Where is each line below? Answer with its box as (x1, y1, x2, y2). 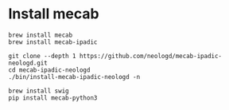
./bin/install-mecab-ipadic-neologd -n (8, 73, 141, 81)
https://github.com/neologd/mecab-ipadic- (79, 52, 223, 60)
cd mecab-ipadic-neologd (8, 65, 91, 74)
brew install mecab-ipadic (8, 37, 98, 46)
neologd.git (8, 59, 48, 67)
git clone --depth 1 (8, 52, 77, 60)
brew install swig (8, 87, 69, 95)
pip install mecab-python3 (8, 93, 98, 102)
